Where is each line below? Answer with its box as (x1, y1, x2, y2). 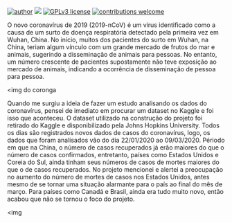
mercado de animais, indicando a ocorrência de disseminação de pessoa (7, 65, 216, 73)
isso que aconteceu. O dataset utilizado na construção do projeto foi (7, 114, 203, 122)
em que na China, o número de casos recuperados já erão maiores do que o (7, 143, 224, 152)
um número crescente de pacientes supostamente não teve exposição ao (7, 57, 217, 66)
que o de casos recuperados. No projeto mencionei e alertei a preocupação (7, 166, 224, 173)
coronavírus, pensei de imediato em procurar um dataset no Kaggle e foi (7, 107, 214, 114)
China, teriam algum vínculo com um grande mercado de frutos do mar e (7, 43, 215, 51)
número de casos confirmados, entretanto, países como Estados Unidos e (7, 151, 220, 159)
